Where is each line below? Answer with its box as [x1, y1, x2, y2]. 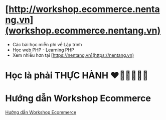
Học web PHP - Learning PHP [12, 47, 74, 53]
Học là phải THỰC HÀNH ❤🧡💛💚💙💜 [5, 70, 148, 81]
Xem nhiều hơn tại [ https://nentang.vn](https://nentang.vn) [12, 52, 134, 58]
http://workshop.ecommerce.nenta [9, 4, 160, 15]
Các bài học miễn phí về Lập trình [12, 41, 82, 47]
